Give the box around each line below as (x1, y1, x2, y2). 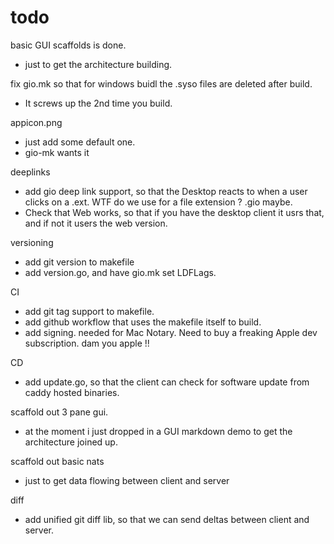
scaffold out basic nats (10, 455, 105, 467)
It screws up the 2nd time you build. (24, 97, 173, 109)
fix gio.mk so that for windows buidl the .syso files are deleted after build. (10, 77, 313, 90)
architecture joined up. (24, 436, 118, 448)
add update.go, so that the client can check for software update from (24, 376, 310, 388)
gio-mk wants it (24, 146, 90, 158)
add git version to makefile (24, 256, 135, 268)
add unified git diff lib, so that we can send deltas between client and (24, 513, 310, 525)
